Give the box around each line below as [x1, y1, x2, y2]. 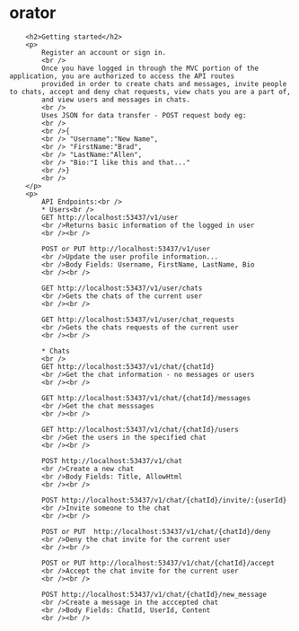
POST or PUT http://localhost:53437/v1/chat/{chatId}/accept [41, 558, 276, 567]
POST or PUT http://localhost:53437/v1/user [41, 244, 211, 253]
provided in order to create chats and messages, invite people [41, 79, 287, 88]
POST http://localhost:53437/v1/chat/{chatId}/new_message [41, 590, 268, 599]
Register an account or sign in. [41, 48, 167, 57]
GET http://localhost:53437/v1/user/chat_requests [41, 315, 235, 324]
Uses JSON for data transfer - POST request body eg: [41, 110, 247, 119]
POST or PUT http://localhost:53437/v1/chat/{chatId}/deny [41, 527, 271, 536]
